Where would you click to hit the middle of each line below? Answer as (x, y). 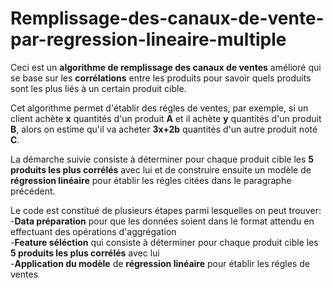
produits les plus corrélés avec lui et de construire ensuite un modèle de (161, 169)
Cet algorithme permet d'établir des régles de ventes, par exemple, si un (159, 108)
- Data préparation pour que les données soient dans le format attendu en (162, 221)
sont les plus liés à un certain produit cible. (98, 88)
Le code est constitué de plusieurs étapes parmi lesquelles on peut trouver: (166, 210)
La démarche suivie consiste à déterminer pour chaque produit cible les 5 (162, 159)
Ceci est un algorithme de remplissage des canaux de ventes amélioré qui (166, 67)
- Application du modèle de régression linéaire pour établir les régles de (160, 263)
